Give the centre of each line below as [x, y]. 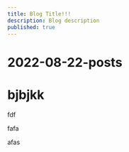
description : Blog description [54, 21]
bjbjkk [26, 95]
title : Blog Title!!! [39, 14]
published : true [31, 27]
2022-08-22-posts [65, 62]
